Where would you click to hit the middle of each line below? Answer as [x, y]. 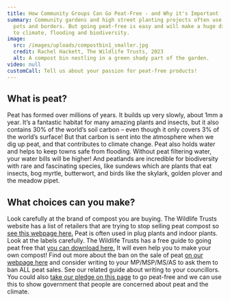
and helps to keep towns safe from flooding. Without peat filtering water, [110, 152]
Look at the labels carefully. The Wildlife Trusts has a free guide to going [109, 241]
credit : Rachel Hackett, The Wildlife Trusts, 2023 [89, 52]
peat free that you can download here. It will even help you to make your [109, 248]
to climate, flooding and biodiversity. [72, 33]
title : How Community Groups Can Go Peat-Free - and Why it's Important [113, 13]
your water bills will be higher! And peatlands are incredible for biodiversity [113, 159]
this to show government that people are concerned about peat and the [108, 285]
